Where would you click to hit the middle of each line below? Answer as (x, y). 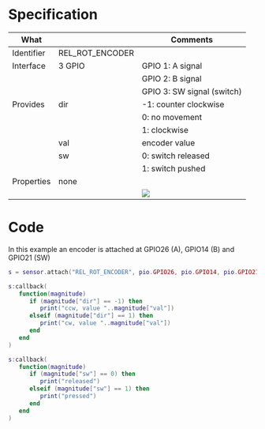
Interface (29, 66)
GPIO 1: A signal (172, 66)
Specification (53, 15)
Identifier (29, 53)
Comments (192, 40)
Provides (28, 104)
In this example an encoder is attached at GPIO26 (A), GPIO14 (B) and (121, 249)
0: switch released (176, 156)
